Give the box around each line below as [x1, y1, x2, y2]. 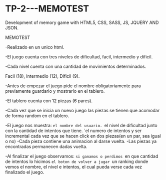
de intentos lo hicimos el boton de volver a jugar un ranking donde [5, 158, 148, 165]
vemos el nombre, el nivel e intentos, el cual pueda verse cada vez [5, 164, 142, 170]
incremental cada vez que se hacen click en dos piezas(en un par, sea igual [5, 133, 161, 139]
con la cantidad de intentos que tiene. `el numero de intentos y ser [5, 128, 142, 134]
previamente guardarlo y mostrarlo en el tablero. [5, 88, 105, 94]
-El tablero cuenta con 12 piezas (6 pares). [5, 98, 92, 104]
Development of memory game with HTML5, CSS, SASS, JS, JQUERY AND [5, 19, 159, 25]
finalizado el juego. [5, 169, 44, 175]
